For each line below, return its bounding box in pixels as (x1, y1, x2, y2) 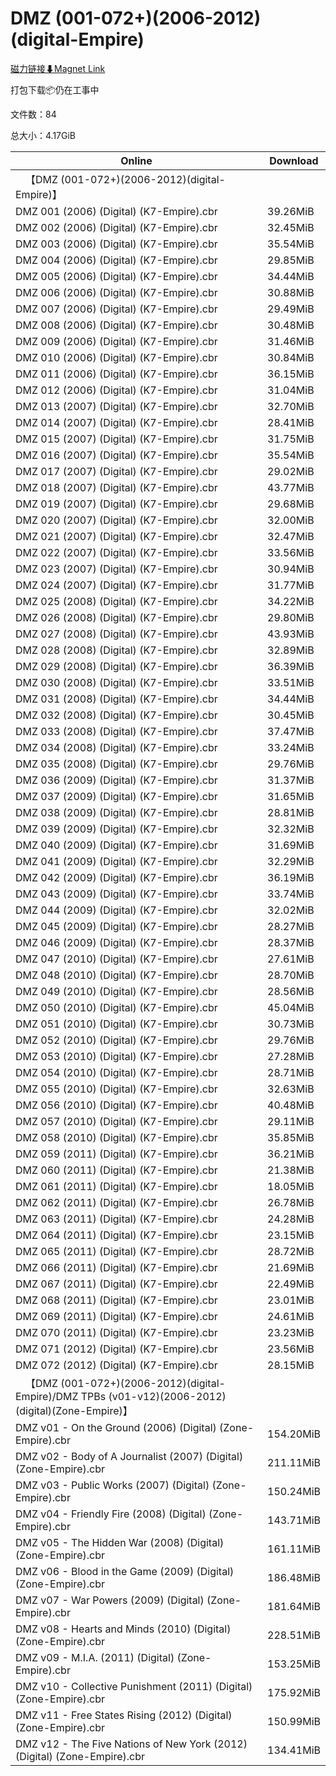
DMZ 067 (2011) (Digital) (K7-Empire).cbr (15, 1277, 218, 1291)
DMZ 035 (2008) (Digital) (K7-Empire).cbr (15, 757, 218, 771)
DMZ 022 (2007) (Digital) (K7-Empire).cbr (15, 545, 218, 559)
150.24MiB (267, 1484, 321, 1498)
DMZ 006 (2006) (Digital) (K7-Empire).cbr (15, 285, 218, 299)
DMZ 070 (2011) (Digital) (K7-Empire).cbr (15, 1325, 218, 1339)
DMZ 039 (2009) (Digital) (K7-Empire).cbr (15, 822, 218, 836)
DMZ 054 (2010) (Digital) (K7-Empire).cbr (15, 1065, 218, 1079)
